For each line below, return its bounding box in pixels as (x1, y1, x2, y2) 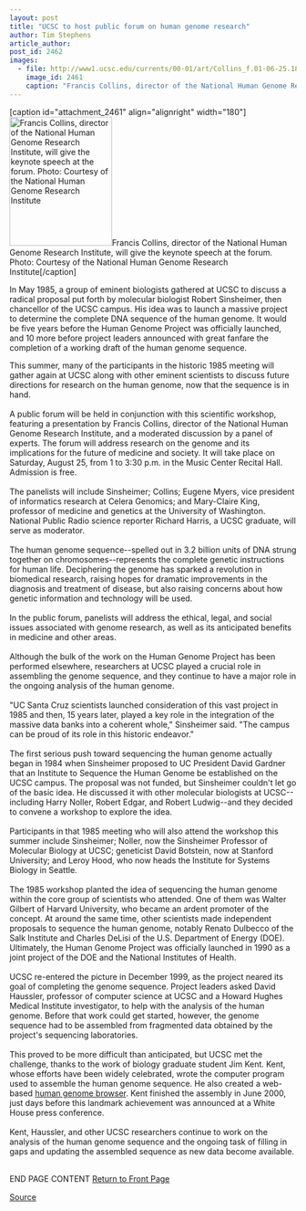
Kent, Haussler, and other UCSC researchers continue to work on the (9, 1126, 269, 1137)
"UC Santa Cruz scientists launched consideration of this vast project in (9, 700, 279, 711)
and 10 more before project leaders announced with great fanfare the (9, 332, 269, 343)
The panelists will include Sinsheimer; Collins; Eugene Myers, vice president (9, 486, 295, 497)
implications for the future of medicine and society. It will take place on (9, 447, 276, 458)
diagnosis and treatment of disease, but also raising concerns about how (9, 583, 283, 594)
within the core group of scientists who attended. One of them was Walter (9, 893, 287, 904)
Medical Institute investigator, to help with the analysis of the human (9, 1000, 265, 1011)
